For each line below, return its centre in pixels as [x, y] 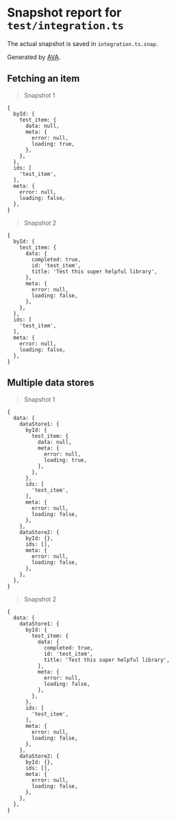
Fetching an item [43, 79]
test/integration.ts [66, 26]
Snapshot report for [64, 13]
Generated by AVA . [34, 57]
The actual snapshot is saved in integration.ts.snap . [83, 43]
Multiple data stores [51, 383]
